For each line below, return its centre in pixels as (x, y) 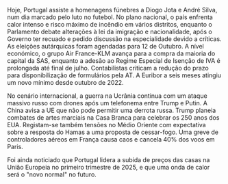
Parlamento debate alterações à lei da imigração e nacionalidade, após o (110, 31)
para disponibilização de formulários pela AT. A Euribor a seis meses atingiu (114, 75)
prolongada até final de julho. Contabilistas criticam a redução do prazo (108, 68)
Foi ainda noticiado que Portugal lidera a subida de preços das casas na (109, 160)
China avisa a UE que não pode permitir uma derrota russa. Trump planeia (112, 110)
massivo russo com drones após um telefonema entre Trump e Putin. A (107, 103)
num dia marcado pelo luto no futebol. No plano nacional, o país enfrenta (110, 17)
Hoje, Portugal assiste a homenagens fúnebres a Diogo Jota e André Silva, (112, 10)
